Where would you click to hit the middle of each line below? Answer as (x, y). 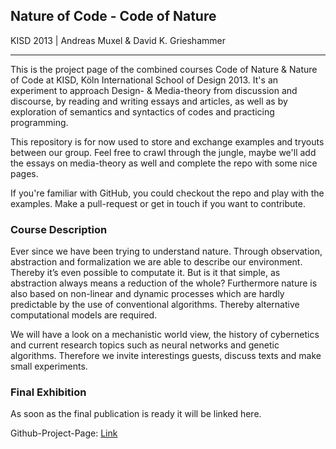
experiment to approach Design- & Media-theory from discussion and (154, 90)
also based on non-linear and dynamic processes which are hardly (147, 294)
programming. (39, 122)
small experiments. (49, 366)
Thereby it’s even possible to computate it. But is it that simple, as (145, 273)
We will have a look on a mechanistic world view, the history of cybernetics (165, 335)
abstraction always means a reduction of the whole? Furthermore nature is (164, 283)
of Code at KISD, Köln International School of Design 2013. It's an (144, 80)
